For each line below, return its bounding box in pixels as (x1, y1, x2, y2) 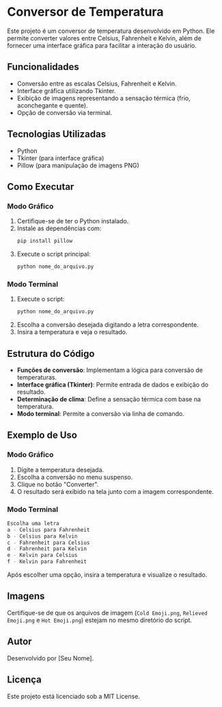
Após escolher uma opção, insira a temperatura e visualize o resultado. (7, 571, 208, 579)
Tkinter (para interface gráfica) (16, 153, 105, 162)
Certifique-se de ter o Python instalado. (16, 217, 129, 225)
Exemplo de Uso (7, 430, 77, 441)
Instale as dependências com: (16, 224, 102, 233)
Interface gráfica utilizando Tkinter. (16, 86, 116, 95)
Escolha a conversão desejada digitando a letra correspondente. (16, 321, 199, 329)
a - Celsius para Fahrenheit (7, 526, 90, 533)
